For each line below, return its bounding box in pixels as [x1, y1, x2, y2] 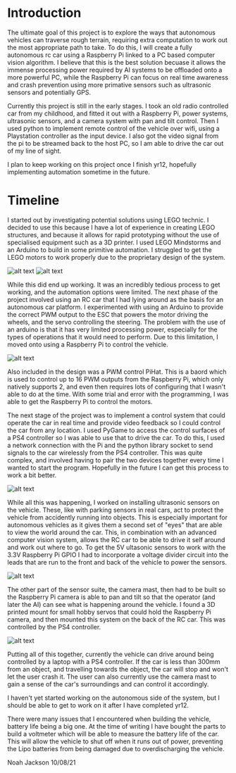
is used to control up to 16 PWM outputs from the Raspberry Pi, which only [7, 375, 224, 383]
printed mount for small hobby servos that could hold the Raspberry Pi [7, 608, 211, 616]
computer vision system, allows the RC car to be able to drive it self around [7, 535, 225, 543]
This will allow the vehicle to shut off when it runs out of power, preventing [7, 737, 223, 746]
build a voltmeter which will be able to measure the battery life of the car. [7, 729, 220, 738]
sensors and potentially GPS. [7, 88, 92, 96]
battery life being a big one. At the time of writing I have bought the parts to [7, 722, 227, 730]
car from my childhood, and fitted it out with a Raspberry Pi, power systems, [7, 109, 229, 118]
